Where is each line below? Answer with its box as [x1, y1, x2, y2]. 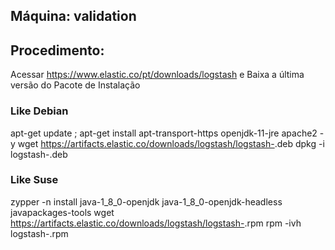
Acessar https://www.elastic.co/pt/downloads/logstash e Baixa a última [10, 69, 305, 81]
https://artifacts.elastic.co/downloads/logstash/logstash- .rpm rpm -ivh [10, 217, 302, 229]
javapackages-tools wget [10, 206, 115, 218]
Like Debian [10, 104, 69, 118]
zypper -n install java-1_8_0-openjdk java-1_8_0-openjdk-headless [10, 195, 283, 208]
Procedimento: [10, 42, 105, 59]
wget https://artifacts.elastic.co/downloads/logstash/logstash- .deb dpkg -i [17, 137, 325, 149]
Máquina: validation [10, 8, 137, 25]
